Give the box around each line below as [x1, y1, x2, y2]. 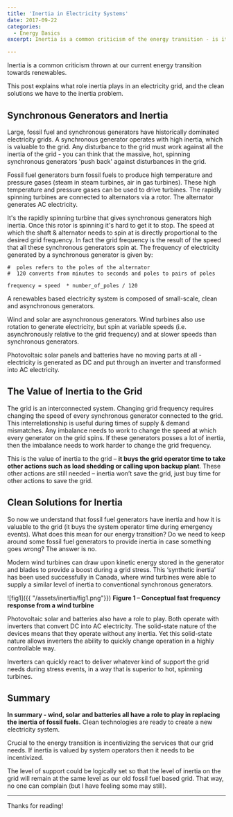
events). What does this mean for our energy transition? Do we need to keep [7, 530, 225, 538]
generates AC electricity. [7, 200, 78, 208]
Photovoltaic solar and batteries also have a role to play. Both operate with [7, 614, 220, 623]
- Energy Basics [13, 29, 60, 37]
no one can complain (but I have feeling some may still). [7, 782, 167, 790]
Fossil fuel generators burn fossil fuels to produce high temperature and [7, 171, 213, 179]
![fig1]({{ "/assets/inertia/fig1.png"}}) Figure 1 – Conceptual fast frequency [7, 593, 221, 602]
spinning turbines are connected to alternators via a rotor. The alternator [7, 192, 214, 201]
